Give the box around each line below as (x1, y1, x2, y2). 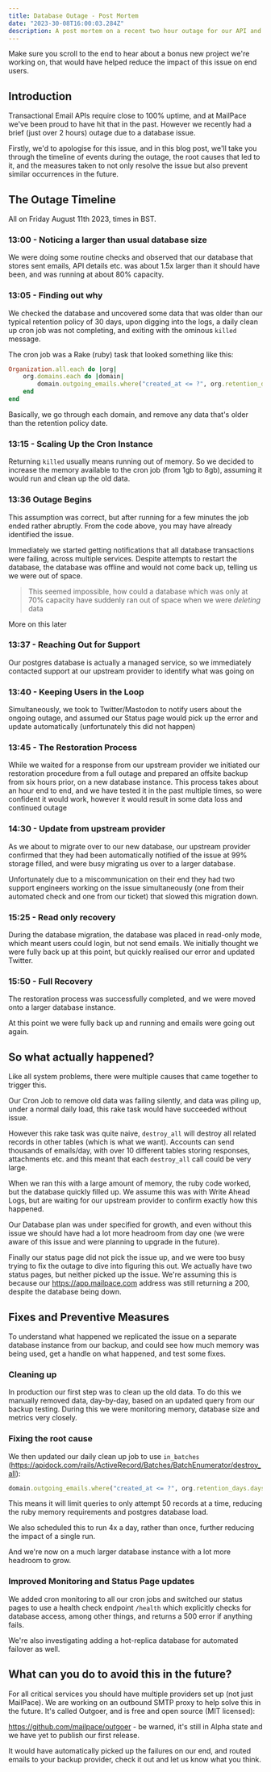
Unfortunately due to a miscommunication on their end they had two (8, 874, 236, 884)
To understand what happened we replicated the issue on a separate (8, 1332, 237, 1341)
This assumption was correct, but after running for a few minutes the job (8, 512, 249, 522)
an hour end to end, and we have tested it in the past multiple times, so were (8, 786, 262, 795)
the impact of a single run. (8, 1532, 95, 1541)
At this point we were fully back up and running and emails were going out (8, 1018, 256, 1028)
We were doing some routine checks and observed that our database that (8, 252, 253, 262)
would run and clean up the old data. (8, 473, 131, 484)
